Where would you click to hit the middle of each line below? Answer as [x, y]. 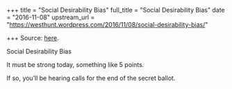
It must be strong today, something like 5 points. [75, 65]
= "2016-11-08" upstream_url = [51, 17]
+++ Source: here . [33, 38]
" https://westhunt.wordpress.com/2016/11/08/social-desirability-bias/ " [107, 24]
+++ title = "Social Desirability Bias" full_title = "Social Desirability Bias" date [116, 10]
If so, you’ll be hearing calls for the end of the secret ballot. [91, 78]
